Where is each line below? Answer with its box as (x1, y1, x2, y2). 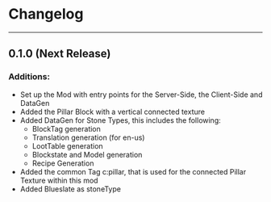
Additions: (8, 71, 51, 82)
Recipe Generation (31, 158, 94, 168)
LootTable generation (31, 141, 103, 150)
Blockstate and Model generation (31, 149, 143, 159)
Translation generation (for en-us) (31, 133, 145, 142)
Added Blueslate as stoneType (19, 183, 121, 194)
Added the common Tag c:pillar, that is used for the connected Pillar (19, 166, 247, 176)
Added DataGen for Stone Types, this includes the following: (19, 115, 222, 125)
